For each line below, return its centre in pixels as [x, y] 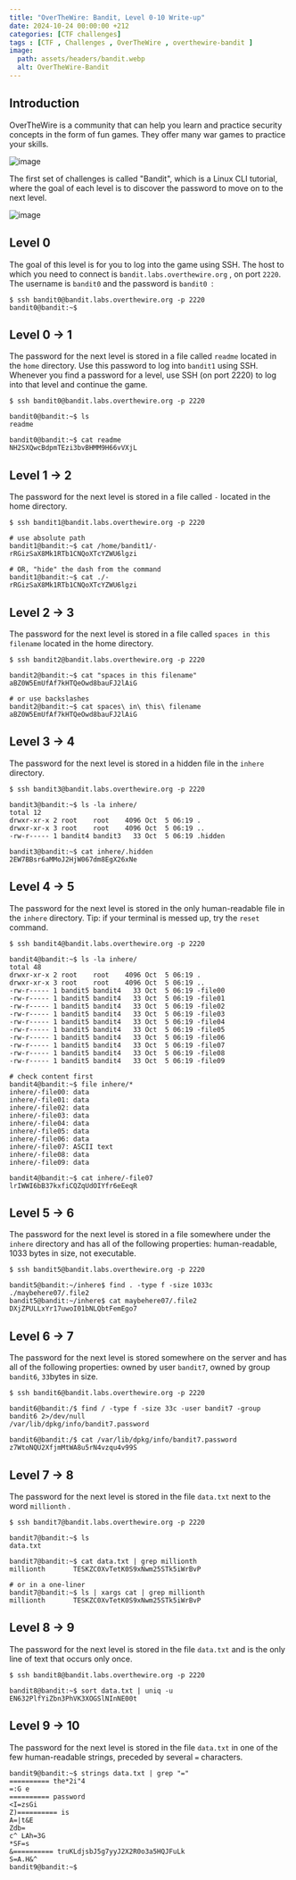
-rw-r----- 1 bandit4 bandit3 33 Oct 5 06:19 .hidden [117, 836]
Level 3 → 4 [42, 742]
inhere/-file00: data [49, 1092]
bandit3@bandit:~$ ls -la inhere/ [74, 804]
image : [21, 51]
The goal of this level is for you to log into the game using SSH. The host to [147, 264]
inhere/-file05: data [49, 1131]
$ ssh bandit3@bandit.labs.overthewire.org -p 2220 [107, 789]
